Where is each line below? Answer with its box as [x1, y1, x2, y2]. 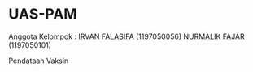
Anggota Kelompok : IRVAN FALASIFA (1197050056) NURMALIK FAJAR [8, 32, 246, 41]
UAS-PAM [8, 5, 77, 23]
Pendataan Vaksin [8, 56, 69, 66]
